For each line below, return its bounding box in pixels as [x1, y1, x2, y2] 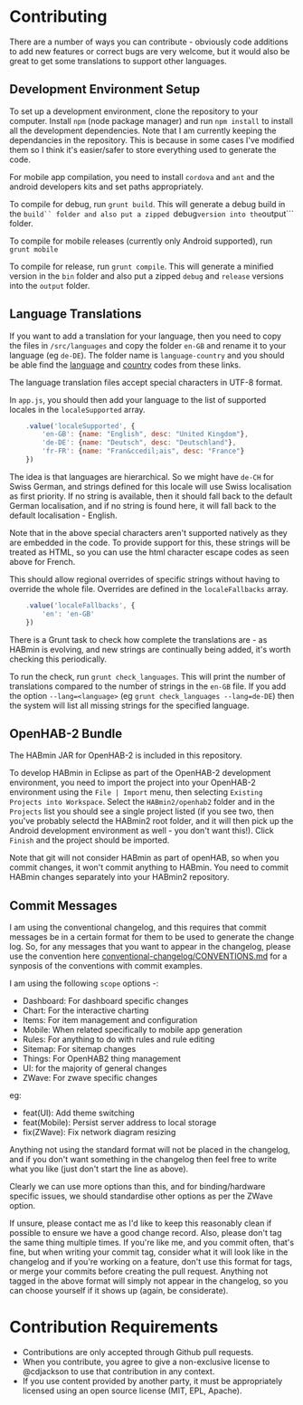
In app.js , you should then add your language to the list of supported [9, 394, 267, 405]
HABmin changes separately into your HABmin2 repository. [9, 872, 230, 883]
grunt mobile [9, 244, 59, 254]
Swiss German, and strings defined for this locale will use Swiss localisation [9, 481, 292, 492]
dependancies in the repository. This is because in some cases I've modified [9, 134, 295, 146]
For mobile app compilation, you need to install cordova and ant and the [9, 171, 276, 182]
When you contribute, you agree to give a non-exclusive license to [22, 1356, 270, 1368]
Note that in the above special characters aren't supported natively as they [9, 527, 288, 538]
